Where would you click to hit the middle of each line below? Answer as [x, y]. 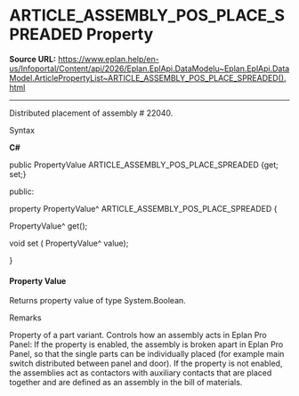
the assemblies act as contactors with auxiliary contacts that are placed [141, 373]
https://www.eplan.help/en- [109, 59]
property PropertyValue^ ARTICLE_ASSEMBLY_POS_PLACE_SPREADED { [143, 208]
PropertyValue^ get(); [48, 226]
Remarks [25, 318]
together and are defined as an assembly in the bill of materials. [126, 383]
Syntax [22, 130]
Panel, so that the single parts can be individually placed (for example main [147, 354]
